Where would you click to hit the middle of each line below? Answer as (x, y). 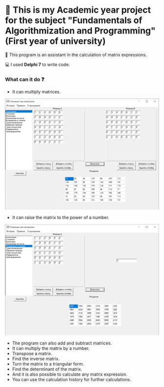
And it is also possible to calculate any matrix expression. (70, 374)
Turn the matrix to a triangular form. (48, 364)
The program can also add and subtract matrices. (62, 343)
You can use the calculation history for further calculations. (72, 379)
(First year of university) (55, 41)
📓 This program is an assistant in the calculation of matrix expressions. (76, 55)
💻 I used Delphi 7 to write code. (38, 64)
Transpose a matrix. (32, 353)
